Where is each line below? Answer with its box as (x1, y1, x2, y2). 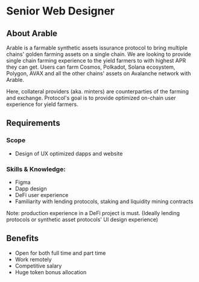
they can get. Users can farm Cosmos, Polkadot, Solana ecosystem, (6, 63, 175, 70)
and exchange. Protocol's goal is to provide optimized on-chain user (6, 95, 176, 101)
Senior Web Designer (6, 4, 115, 18)
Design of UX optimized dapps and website (14, 149, 123, 157)
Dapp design (14, 185, 47, 192)
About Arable (6, 28, 58, 39)
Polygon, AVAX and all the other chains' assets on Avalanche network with (6, 70, 191, 77)
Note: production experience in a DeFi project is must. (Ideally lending (6, 209, 180, 216)
